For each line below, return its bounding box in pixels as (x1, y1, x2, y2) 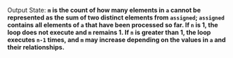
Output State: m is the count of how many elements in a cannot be (7, 6, 201, 14)
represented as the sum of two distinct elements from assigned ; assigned (7, 13, 225, 22)
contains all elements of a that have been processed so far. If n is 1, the (7, 21, 218, 29)
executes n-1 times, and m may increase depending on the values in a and (7, 36, 227, 44)
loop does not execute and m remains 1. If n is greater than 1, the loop (7, 28, 211, 36)
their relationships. (7, 43, 65, 51)
